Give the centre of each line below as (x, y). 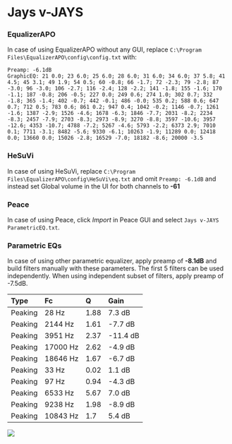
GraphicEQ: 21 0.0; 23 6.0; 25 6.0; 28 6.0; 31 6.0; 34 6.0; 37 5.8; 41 (116, 76)
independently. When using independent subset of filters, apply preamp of (116, 276)
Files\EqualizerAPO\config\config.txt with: (72, 57)
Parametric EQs (35, 246)
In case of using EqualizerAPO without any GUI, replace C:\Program (105, 49)
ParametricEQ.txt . (33, 227)
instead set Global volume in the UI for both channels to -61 (94, 186)
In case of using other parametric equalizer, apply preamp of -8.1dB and (112, 261)
